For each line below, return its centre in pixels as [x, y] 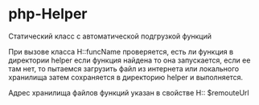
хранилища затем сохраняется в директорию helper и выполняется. [126, 77]
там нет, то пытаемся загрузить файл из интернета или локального [124, 68]
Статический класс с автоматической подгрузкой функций [110, 36]
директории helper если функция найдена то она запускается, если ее [129, 60]
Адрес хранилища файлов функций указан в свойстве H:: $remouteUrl [129, 92]
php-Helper [48, 14]
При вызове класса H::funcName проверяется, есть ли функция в [121, 51]
